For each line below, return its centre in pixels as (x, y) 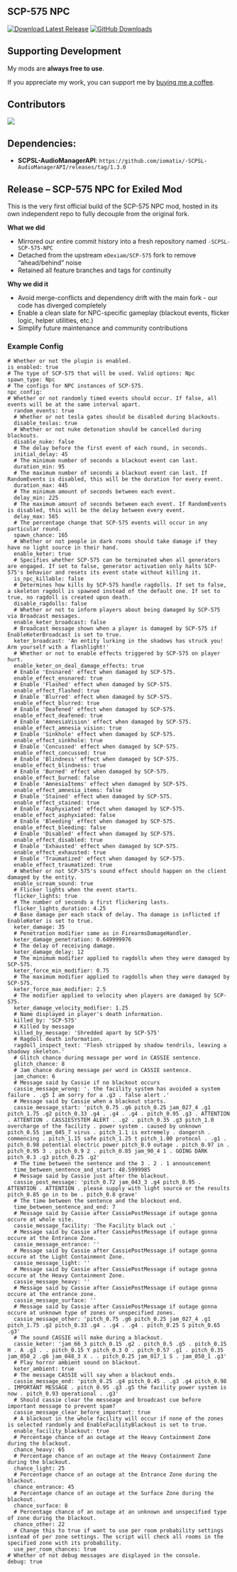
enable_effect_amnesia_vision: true (68, 728)
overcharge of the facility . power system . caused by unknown (104, 1126)
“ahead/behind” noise (49, 263)
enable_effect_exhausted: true (60, 852)
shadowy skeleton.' (36, 1052)
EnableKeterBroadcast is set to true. (65, 635)
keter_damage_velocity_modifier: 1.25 (71, 1008)
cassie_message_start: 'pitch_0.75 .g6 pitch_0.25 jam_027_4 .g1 (112, 1108)
